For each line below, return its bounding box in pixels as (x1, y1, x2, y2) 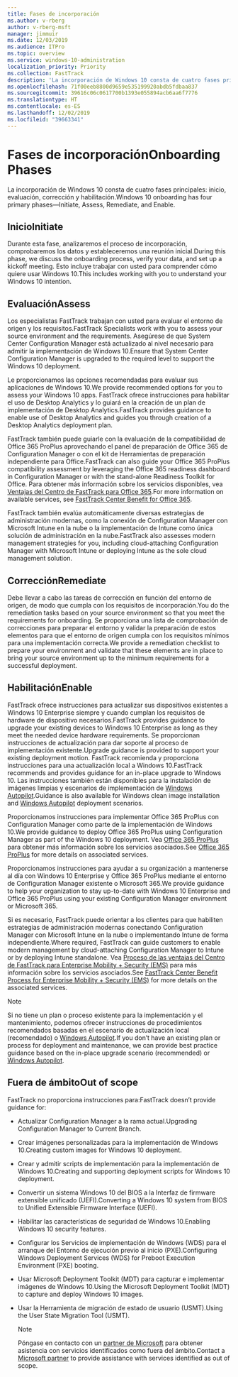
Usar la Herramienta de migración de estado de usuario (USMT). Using (17, 1303, 223, 1312)
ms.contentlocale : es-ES (7, 103, 81, 110)
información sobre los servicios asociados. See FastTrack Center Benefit (7, 968, 218, 977)
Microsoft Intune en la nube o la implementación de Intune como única (7, 524, 213, 532)
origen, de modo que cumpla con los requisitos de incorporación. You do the (7, 601, 229, 609)
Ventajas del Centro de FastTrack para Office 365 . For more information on (7, 488, 224, 496)
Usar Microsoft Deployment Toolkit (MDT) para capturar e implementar (17, 1275, 225, 1283)
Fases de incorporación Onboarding (7, 146, 221, 163)
